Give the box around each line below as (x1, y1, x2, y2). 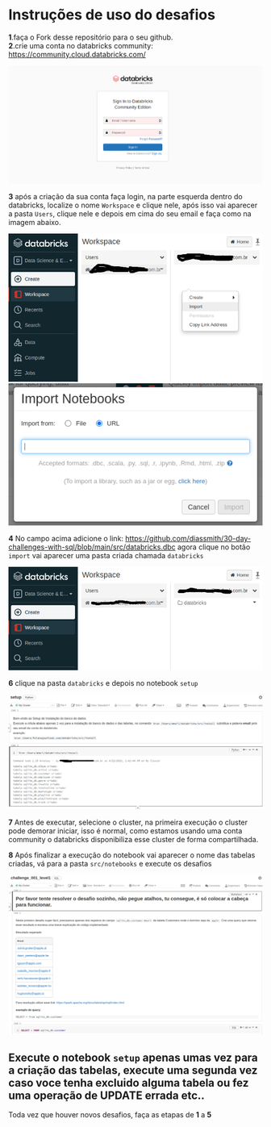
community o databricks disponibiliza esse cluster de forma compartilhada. (8, 834, 259, 844)
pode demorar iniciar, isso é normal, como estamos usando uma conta (8, 825, 243, 836)
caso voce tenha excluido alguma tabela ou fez (8, 1075, 249, 1090)
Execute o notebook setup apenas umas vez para (8, 1050, 258, 1064)
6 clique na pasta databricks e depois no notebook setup (8, 678, 198, 688)
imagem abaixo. (8, 218, 62, 227)
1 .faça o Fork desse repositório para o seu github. (8, 32, 173, 42)
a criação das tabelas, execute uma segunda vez (8, 1063, 258, 1077)
